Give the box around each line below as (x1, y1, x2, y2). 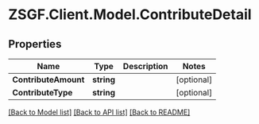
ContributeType (12, 87, 73, 98)
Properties (8, 37, 62, 51)
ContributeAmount (12, 74, 85, 85)
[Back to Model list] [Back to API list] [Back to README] (8, 107, 191, 117)
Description (122, 61, 168, 72)
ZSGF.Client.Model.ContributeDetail (8, 6, 252, 24)
